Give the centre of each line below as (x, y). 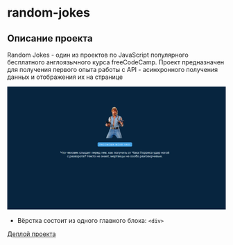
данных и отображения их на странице (65, 77)
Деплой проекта (32, 234)
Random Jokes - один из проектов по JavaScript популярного (98, 55)
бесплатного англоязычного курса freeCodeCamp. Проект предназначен (116, 62)
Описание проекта (50, 38)
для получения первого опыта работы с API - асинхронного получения (113, 70)
